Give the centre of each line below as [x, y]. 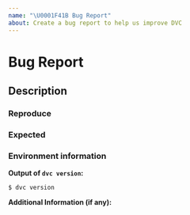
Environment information [57, 156]
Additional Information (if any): [60, 202]
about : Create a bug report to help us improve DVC [95, 23]
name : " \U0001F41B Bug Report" [60, 15]
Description [38, 91]
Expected [27, 134]
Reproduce [30, 113]
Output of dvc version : [46, 173]
